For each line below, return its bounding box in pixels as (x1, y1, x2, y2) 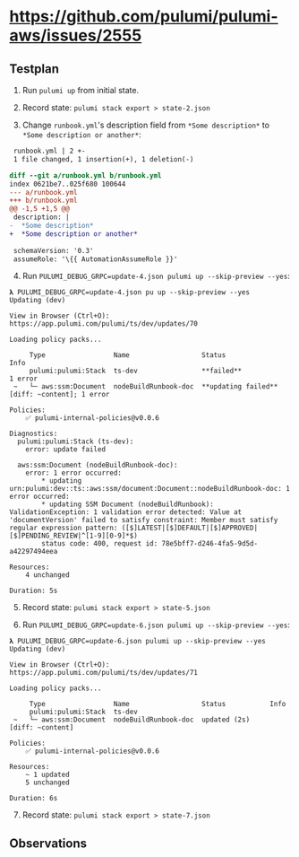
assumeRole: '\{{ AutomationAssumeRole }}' (13, 254, 178, 264)
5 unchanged (25, 778, 70, 787)
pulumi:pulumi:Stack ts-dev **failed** (29, 366, 243, 376)
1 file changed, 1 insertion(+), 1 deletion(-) (13, 154, 194, 163)
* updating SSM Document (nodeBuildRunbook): (41, 500, 215, 509)
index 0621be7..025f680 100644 (9, 179, 126, 188)
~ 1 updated (25, 770, 70, 780)
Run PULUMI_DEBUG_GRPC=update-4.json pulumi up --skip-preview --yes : (21, 271, 291, 282)
